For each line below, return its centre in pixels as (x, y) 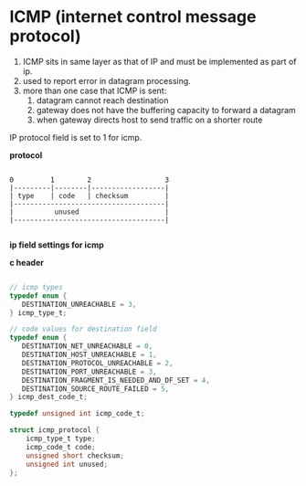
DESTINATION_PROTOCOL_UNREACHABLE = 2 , (97, 363)
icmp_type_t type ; (61, 439)
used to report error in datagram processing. (107, 80)
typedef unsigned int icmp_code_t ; (77, 414)
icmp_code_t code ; (61, 447)
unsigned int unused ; (67, 464)
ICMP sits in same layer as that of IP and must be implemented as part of (159, 61)
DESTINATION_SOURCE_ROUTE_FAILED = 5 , (95, 389)
